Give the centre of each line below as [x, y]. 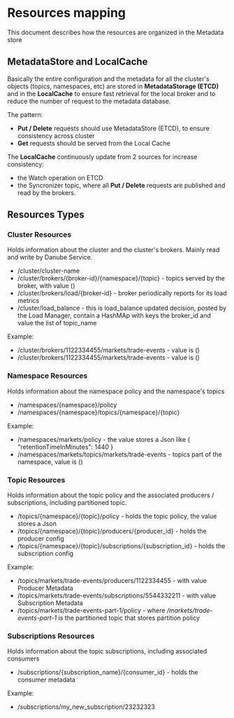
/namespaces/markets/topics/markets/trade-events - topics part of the [119, 454]
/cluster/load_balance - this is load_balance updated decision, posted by [122, 308]
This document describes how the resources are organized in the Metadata [116, 32]
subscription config [45, 554]
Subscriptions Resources [51, 636]
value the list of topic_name [57, 323]
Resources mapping [67, 13]
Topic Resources [36, 480]
